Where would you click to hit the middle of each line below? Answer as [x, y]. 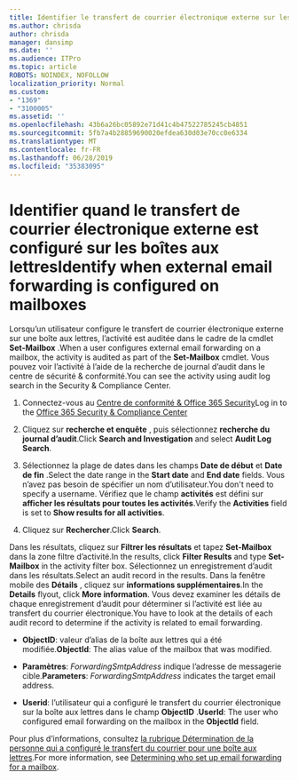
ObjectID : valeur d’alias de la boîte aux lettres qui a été [122, 640]
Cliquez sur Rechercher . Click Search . [91, 530]
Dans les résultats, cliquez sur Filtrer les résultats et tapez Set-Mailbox [141, 547]
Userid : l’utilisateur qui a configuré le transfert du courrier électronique [151, 703]
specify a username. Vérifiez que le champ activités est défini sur [142, 494]
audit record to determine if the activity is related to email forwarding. [136, 623]
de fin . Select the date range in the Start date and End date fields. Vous [153, 475]
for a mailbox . [34, 767]
